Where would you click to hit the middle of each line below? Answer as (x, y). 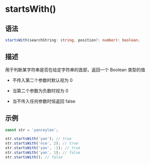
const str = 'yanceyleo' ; (32, 130)
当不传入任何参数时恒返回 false (44, 101)
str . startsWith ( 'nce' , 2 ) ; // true (42, 143)
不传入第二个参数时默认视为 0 (42, 80)
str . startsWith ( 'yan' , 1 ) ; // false (43, 153)
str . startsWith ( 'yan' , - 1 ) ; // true (43, 148)
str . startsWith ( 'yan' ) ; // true (38, 139)
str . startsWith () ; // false (34, 157)
